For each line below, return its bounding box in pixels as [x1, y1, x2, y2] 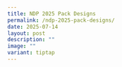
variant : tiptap [7, 50, 55, 57]
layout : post [7, 29, 46, 37]
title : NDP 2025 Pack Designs [7, 10, 97, 17]
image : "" [7, 43, 37, 50]
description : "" [7, 36, 55, 43]
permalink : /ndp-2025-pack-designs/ [7, 17, 115, 24]
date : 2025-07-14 [7, 23, 59, 30]
